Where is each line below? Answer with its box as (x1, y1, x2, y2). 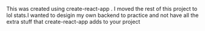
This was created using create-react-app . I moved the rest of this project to (6, 5, 198, 12)
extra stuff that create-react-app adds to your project (6, 18, 140, 25)
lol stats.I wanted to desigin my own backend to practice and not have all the (6, 12, 199, 19)
